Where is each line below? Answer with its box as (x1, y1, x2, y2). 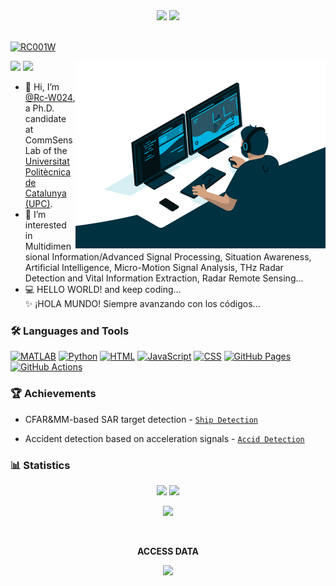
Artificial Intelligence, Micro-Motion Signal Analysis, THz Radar (24, 262, 284, 273)
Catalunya (24, 187, 67, 199)
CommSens (24, 134, 73, 146)
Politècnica (24, 166, 72, 178)
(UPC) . (24, 198, 53, 209)
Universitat (24, 155, 70, 167)
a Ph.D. (24, 102, 55, 114)
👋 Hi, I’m (24, 81, 60, 93)
